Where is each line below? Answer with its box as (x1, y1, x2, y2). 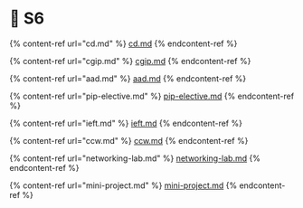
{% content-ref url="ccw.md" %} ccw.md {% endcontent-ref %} (9, 135, 249, 146)
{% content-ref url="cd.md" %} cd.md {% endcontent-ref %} (9, 38, 238, 49)
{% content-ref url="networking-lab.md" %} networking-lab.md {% (9, 153, 260, 164)
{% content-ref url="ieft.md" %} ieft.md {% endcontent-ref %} (9, 118, 242, 128)
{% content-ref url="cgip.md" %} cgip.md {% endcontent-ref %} (9, 55, 251, 66)
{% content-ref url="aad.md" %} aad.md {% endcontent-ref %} (9, 72, 247, 84)
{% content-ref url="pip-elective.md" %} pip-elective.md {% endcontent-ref (9, 90, 295, 101)
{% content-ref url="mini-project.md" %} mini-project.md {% (9, 180, 238, 191)
